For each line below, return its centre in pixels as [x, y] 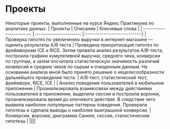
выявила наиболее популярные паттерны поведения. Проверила [76, 104]
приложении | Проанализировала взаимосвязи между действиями [79, 88]
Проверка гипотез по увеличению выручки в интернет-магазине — [79, 39]
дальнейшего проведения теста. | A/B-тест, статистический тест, [77, 77]
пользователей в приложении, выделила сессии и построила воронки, [83, 94]
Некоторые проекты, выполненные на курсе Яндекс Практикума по [80, 23]
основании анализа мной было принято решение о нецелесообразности [85, 72]
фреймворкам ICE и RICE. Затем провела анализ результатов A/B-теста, [84, 50]
